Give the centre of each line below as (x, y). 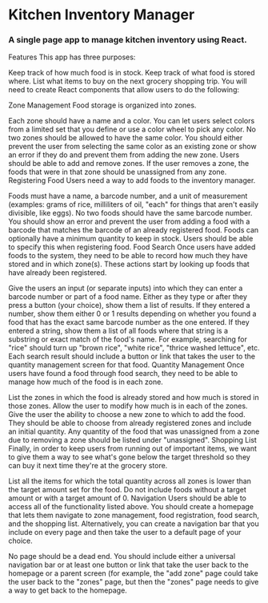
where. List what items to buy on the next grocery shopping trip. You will (128, 81)
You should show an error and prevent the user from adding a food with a (129, 221)
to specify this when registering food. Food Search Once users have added (132, 247)
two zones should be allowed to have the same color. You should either (126, 138)
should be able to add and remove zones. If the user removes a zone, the (129, 164)
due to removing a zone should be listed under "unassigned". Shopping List (133, 440)
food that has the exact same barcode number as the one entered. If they (129, 322)
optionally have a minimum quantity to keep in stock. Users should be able (131, 239)
